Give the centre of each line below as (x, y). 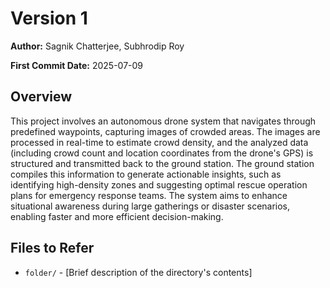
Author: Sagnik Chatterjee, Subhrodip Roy (97, 46)
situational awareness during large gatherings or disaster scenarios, (150, 206)
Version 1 (49, 18)
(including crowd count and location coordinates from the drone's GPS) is (162, 153)
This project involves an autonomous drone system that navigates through (163, 121)
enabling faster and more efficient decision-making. (117, 216)
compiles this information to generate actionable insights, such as (146, 174)
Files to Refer (52, 248)
